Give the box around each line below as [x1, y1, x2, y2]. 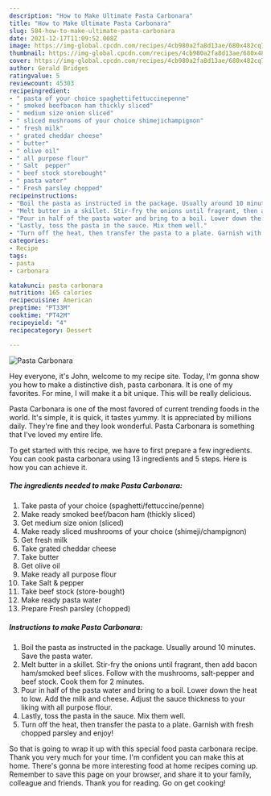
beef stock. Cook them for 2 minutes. [20, 677, 145, 686]
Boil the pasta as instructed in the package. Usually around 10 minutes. [20, 643, 256, 652]
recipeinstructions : [9, 191, 79, 200]
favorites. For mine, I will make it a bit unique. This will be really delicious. [9, 388, 252, 398]
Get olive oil [20, 561, 60, 571]
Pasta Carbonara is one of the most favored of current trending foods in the [9, 404, 260, 414]
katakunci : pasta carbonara [9, 281, 104, 290]
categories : [9, 237, 49, 245]
